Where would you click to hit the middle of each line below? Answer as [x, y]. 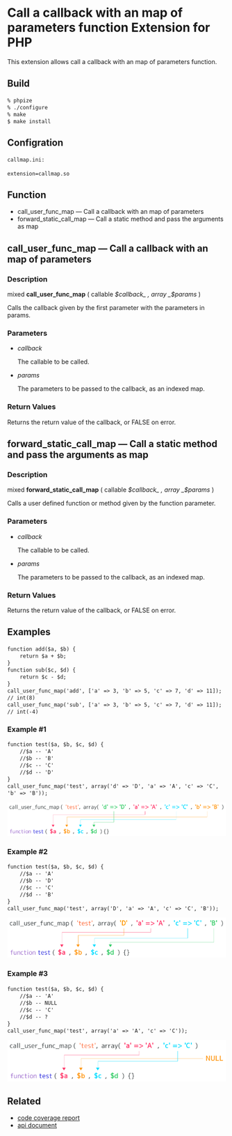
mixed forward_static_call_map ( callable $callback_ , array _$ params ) [111, 490]
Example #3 [28, 974]
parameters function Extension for [109, 28]
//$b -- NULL [39, 1003]
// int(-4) [23, 712]
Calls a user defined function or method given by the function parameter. [111, 504]
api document [37, 1125]
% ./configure [28, 107]
